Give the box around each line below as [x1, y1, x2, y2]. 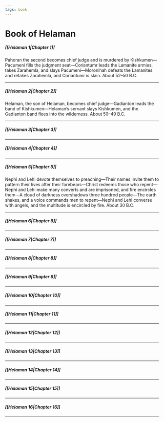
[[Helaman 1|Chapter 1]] [5, 44, 55, 50]
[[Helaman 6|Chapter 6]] [5, 218, 57, 224]
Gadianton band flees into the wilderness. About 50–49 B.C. [5, 111, 126, 117]
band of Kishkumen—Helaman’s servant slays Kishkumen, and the [5, 105, 139, 111]
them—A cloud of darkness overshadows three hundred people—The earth [5, 191, 157, 198]
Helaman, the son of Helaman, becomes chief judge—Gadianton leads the [5, 101, 154, 106]
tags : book [5, 7, 27, 12]
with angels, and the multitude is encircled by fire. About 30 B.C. [5, 202, 135, 208]
